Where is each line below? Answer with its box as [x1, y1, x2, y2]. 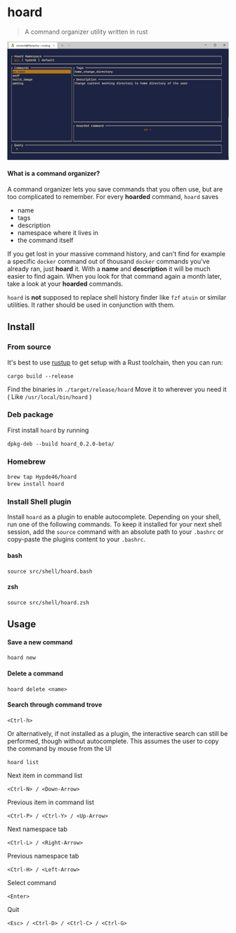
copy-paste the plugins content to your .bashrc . [7, 535, 146, 544]
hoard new [7, 654, 37, 661]
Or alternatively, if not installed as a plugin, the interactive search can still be [7, 729, 228, 737]
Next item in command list [7, 771, 83, 780]
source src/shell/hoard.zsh [7, 599, 90, 606]
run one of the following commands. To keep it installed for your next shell [7, 520, 223, 528]
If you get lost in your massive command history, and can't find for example [7, 249, 226, 258]
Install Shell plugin [7, 497, 72, 507]
